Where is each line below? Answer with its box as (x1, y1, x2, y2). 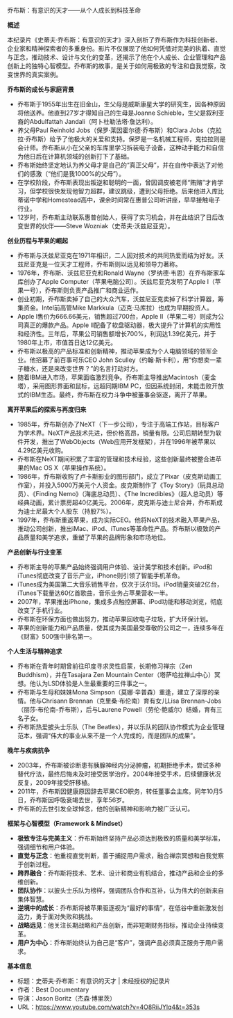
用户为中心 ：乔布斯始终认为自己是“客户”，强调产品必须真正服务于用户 (17, 939, 218, 946)
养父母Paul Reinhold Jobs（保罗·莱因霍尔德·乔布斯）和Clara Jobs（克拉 (17, 126, 222, 134)
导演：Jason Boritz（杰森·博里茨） (17, 994, 116, 1002)
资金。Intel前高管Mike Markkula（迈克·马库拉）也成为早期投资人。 (23, 303, 214, 312)
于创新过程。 (17, 860, 54, 868)
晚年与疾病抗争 (7, 747, 50, 754)
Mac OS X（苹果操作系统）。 (29, 463, 110, 472)
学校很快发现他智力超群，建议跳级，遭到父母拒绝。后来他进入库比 (35, 187, 224, 195)
